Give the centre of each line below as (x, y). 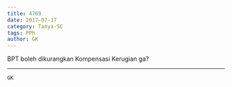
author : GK (23, 39)
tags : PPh (21, 33)
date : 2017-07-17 (32, 20)
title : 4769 (24, 13)
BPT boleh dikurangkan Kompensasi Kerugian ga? (78, 59)
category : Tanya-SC (35, 26)
